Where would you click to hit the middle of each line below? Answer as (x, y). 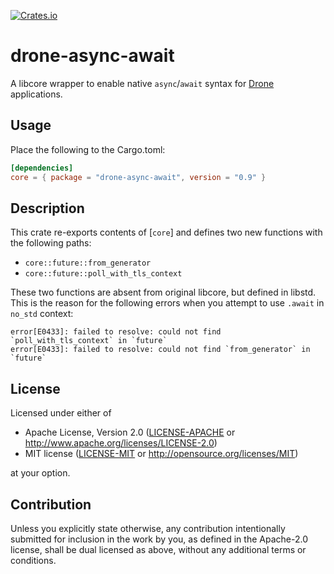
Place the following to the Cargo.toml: (88, 149)
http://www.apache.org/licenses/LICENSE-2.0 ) (121, 443)
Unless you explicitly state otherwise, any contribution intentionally (148, 528)
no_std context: (42, 314)
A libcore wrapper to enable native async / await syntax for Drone (142, 83)
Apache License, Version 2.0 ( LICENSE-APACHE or (130, 432)
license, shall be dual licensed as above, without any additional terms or (158, 549)
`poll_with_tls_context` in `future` (89, 341)
